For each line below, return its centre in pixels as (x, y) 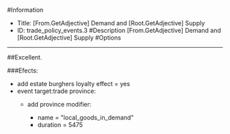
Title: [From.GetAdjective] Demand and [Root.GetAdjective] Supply (111, 23)
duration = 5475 (60, 125)
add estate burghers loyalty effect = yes (73, 84)
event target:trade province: (56, 91)
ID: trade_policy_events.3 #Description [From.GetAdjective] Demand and (119, 30)
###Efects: (23, 70)
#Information (25, 10)
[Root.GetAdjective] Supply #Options (69, 38)
